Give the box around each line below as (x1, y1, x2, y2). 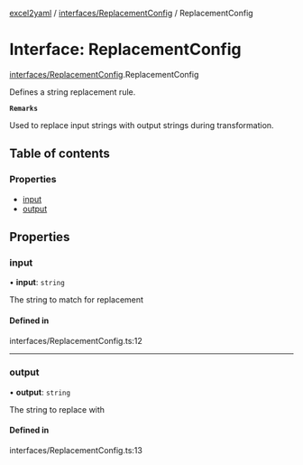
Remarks (9, 104, 39, 113)
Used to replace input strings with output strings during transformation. (9, 119, 274, 130)
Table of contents (9, 146, 110, 162)
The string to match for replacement (9, 294, 144, 305)
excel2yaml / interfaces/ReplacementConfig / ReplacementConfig (9, 8, 254, 18)
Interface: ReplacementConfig (9, 40, 242, 60)
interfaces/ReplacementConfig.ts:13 (9, 445, 142, 456)
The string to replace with (9, 404, 106, 414)
